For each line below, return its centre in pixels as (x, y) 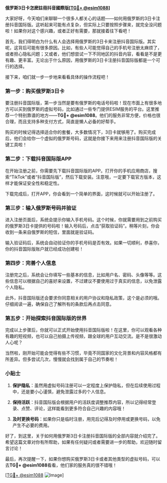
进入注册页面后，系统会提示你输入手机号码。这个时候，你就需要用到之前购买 (83, 219)
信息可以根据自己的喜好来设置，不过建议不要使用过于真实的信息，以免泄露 (85, 281)
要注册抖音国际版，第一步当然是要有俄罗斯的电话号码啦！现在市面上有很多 (81, 103)
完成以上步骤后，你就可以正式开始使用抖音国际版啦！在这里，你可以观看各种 (83, 330)
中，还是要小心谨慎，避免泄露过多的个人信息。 (60, 391)
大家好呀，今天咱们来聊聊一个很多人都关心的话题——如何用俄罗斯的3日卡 (81, 18)
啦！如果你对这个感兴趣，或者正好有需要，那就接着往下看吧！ (68, 31)
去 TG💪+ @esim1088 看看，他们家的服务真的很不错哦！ (61, 465)
